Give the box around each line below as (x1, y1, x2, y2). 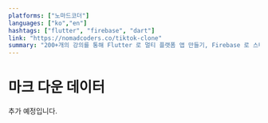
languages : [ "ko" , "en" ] (8, 19, 88, 27)
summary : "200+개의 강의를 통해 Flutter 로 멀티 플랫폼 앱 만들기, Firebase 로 (8, 42, 250, 50)
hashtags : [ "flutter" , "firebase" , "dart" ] (8, 26, 156, 34)
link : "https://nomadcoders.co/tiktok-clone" (8, 34, 162, 42)
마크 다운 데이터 (8, 78, 105, 97)
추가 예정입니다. (8, 106, 58, 116)
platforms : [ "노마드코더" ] (8, 11, 90, 20)
